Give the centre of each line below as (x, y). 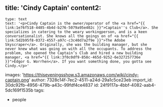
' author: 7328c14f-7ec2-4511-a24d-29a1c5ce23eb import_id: (91, 80)
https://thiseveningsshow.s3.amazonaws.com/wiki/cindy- (81, 75)
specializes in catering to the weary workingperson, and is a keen (76, 32)
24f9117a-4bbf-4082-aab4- (128, 85)
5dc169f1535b (19, 90)
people (19, 99)
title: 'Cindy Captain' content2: (53, 8)
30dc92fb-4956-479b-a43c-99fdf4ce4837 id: (52, 85)
